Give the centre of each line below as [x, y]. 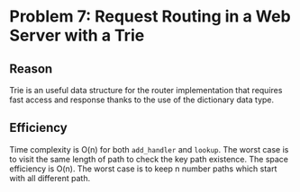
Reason [31, 69]
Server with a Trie [77, 35]
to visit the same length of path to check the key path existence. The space [149, 159]
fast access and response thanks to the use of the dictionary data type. [142, 100]
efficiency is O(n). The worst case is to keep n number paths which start [143, 169]
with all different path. [50, 178]
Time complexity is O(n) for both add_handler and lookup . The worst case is [149, 149]
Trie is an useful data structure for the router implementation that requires [146, 90]
